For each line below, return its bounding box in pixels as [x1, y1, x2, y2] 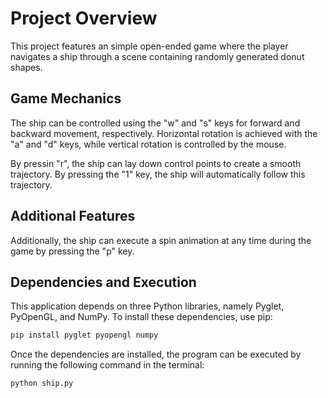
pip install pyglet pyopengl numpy [10, 330, 159, 341]
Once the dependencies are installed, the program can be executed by [10, 348, 302, 361]
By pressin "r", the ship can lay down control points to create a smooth [10, 157, 302, 169]
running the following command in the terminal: [10, 359, 205, 371]
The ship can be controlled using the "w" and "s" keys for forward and [10, 117, 301, 129]
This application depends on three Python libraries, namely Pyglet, [10, 300, 285, 312]
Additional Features [10, 208, 136, 225]
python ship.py [10, 378, 74, 389]
